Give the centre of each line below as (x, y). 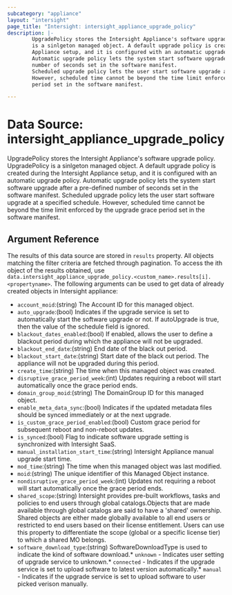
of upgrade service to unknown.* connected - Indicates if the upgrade (116, 562)
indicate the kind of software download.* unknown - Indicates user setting (120, 555)
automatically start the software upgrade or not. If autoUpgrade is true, (118, 319)
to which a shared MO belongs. (62, 540)
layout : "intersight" (38, 20)
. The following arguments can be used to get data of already (137, 284)
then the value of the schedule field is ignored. (83, 327)
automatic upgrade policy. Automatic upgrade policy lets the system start (111, 181)
